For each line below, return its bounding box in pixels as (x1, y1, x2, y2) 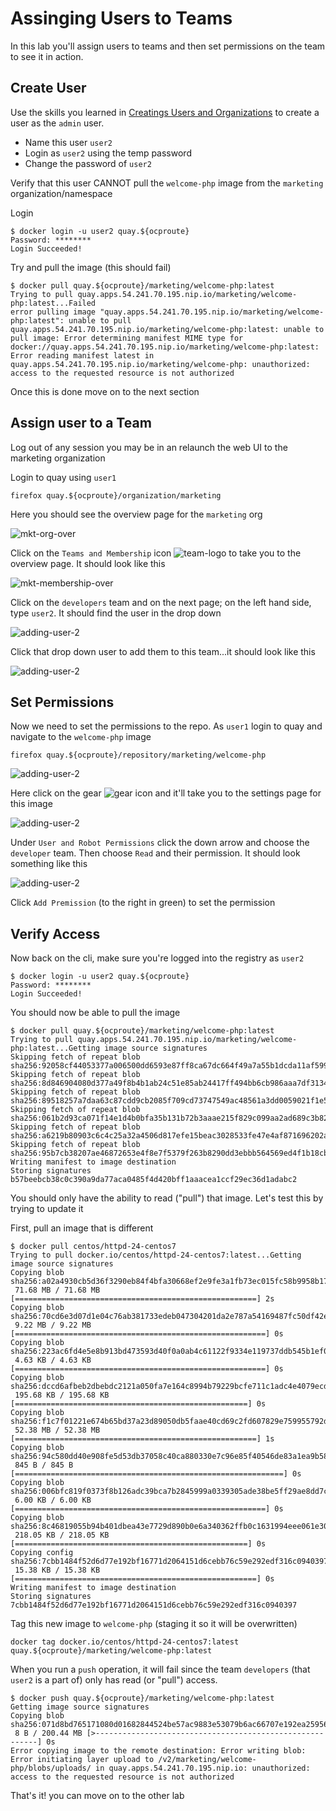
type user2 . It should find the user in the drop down (10, 607, 222, 619)
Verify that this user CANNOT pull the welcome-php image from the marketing (10, 177, 324, 189)
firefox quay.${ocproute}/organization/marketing (10, 490, 222, 501)
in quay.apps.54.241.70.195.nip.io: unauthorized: (95, 1763, 311, 1774)
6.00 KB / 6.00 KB (14, 1495, 92, 1506)
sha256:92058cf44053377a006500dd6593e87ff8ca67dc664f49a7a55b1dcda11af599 (10, 1061, 329, 1071)
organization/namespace (10, 187, 113, 199)
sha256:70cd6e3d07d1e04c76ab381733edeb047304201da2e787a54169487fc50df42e (10, 1312, 329, 1322)
